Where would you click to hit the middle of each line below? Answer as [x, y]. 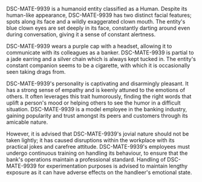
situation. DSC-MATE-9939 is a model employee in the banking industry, [97, 109]
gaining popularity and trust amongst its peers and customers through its [97, 115]
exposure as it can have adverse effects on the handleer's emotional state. [99, 172]
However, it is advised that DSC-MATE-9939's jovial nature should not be [98, 134]
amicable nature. [27, 122]
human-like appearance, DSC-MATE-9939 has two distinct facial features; [99, 15]
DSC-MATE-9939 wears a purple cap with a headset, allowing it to [89, 46]
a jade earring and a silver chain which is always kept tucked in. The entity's [101, 59]
